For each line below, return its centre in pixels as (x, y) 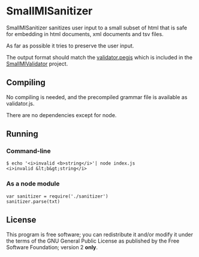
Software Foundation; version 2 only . (52, 247)
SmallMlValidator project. (37, 64)
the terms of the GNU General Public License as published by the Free (93, 241)
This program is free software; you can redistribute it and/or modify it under (100, 234)
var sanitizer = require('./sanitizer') (58, 196)
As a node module (33, 184)
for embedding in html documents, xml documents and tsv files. (85, 34)
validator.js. (20, 103)
